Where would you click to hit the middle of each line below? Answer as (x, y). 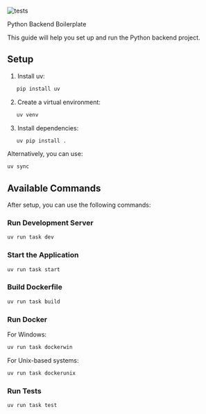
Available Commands (54, 188)
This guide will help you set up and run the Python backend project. (104, 37)
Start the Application (43, 255)
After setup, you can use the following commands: (79, 205)
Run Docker (27, 319)
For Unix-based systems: (43, 360)
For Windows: (27, 334)
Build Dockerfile (35, 287)
